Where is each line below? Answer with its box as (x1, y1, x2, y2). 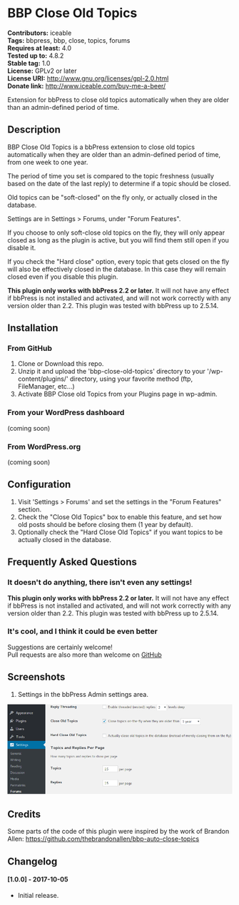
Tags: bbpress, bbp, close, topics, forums (7, 36, 131, 44)
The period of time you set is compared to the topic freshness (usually (7, 171, 214, 180)
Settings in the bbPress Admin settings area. (17, 690, 148, 698)
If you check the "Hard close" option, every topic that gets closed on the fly (7, 257, 230, 265)
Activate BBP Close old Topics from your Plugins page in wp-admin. (17, 390, 218, 399)
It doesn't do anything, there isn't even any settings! (7, 578, 193, 588)
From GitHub (7, 344, 52, 354)
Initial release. (17, 891, 59, 899)
